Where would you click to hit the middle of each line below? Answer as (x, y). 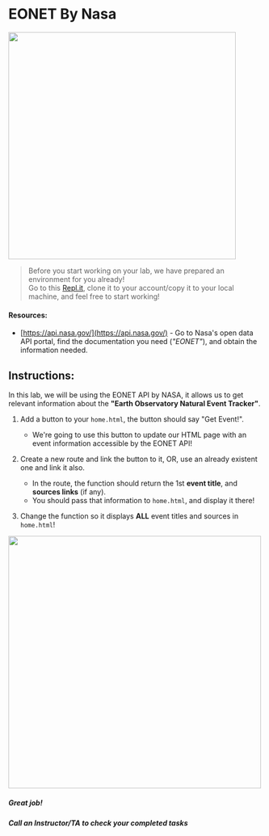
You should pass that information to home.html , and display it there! (143, 500)
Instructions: (42, 375)
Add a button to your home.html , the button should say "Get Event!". (132, 419)
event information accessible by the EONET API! (112, 443)
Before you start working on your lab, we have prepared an (126, 271)
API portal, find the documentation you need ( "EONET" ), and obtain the (139, 342)
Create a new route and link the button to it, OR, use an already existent (139, 459)
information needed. (54, 350)
